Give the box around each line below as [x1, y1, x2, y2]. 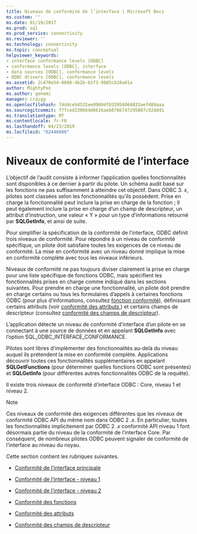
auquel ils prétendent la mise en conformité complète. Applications [6, 351, 168, 358]
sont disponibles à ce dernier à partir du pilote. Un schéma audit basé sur [6, 180, 184, 187]
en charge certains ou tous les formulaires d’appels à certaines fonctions [6, 290, 183, 297]
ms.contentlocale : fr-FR [6, 118, 67, 124]
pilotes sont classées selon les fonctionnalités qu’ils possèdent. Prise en [6, 193, 181, 200]
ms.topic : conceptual [6, 47, 59, 53]
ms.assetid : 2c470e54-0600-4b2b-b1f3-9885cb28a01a [6, 80, 133, 86]
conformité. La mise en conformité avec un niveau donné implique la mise [6, 248, 185, 255]
